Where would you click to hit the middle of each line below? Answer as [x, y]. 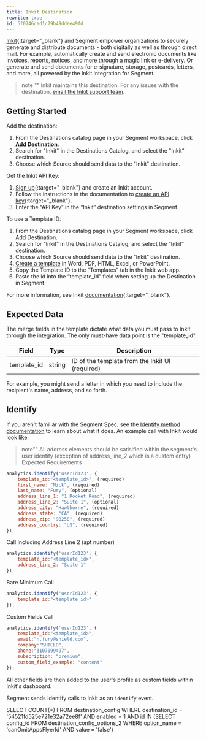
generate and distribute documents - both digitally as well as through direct [102, 47]
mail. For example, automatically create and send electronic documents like [101, 54]
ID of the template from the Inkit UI [121, 361]
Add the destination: [32, 126]
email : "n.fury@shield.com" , [53, 639]
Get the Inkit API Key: [33, 176]
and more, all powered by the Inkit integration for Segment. [81, 74]
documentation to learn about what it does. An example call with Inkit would [102, 431]
